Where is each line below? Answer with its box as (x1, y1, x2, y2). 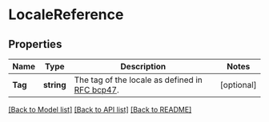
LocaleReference (8, 6, 124, 24)
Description (120, 61, 167, 72)
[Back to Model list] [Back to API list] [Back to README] (8, 105, 192, 114)
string (42, 80, 66, 90)
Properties (8, 37, 62, 51)
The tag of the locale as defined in (74, 74, 203, 85)
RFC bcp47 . (74, 85, 119, 95)
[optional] (219, 80, 257, 90)
